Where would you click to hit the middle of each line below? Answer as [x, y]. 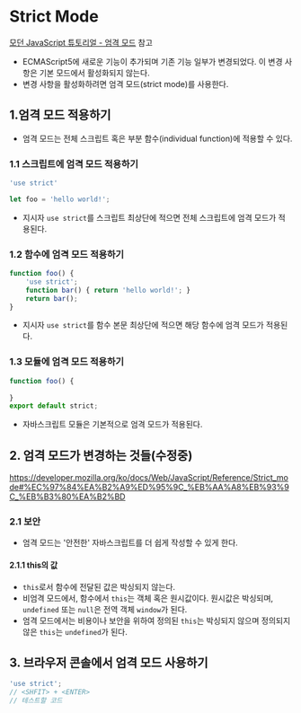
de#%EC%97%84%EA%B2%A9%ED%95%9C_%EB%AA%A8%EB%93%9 [149, 488]
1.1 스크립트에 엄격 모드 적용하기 [74, 163]
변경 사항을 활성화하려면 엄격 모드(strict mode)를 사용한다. [125, 84]
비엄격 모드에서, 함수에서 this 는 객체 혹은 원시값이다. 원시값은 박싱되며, [148, 598]
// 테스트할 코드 [36, 701]
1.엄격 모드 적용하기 [60, 115]
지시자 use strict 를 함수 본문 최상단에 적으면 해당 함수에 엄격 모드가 [143, 325]
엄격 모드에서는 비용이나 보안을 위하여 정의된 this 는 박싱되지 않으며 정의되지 [156, 621]
